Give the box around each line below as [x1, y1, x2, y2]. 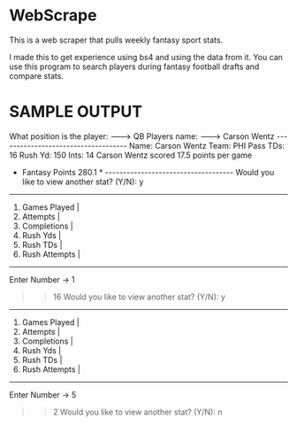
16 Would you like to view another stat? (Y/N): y [52, 291, 225, 302]
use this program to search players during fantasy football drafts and [9, 61, 260, 72]
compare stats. [9, 70, 65, 81]
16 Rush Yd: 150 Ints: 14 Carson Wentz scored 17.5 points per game [9, 150, 253, 160]
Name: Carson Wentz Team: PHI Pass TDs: [128, 140, 286, 151]
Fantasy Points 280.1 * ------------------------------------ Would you [21, 167, 275, 177]
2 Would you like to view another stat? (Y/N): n [52, 407, 223, 417]
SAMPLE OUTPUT [9, 102, 143, 122]
